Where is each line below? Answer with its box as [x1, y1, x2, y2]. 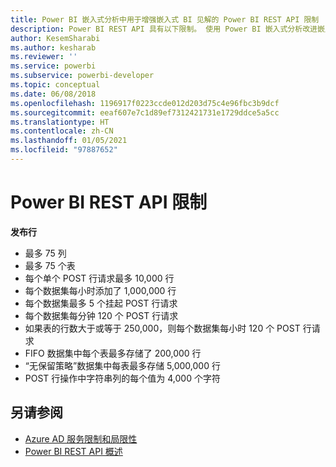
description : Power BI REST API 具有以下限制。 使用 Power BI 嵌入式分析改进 [10, 24, 318, 34]
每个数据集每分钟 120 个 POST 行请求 [24, 309, 179, 321]
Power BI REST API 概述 [24, 445, 123, 457]
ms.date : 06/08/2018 [10, 89, 97, 99]
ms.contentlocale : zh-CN [10, 126, 114, 136]
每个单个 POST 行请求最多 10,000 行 [24, 272, 175, 284]
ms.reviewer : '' [10, 52, 78, 62]
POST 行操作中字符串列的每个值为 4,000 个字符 [24, 372, 221, 384]
